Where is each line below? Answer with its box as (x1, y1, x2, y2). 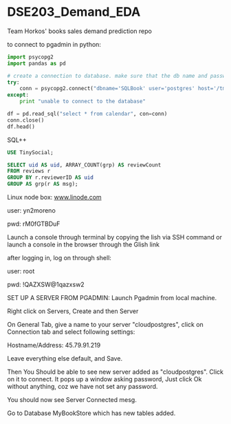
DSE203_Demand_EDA (7, 4, 141, 20)
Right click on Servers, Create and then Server (7, 307, 139, 315)
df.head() (7, 123, 36, 130)
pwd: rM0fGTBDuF (7, 220, 60, 228)
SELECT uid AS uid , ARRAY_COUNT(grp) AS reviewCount (7, 161, 162, 169)
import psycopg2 (7, 53, 54, 61)
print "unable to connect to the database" (19, 98, 146, 105)
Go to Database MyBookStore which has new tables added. (7, 409, 176, 417)
